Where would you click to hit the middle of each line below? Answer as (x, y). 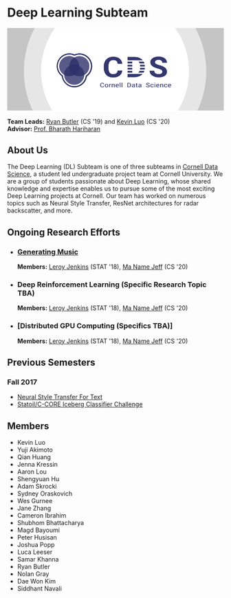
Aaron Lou (32, 472)
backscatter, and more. (40, 210)
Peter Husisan (37, 538)
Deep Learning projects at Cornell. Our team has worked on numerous (107, 196)
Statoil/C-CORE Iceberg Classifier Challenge (80, 404)
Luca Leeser (35, 552)
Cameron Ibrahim (42, 516)
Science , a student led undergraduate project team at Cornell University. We (115, 174)
